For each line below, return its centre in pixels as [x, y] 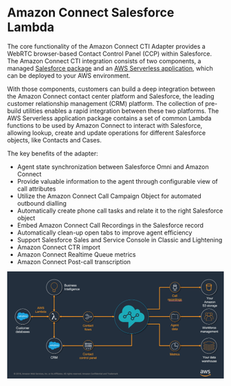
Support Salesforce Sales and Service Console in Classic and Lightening [120, 239]
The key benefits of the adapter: [53, 153]
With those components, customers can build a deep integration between [111, 89]
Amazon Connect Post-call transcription [74, 261]
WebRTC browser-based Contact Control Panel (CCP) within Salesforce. [109, 54]
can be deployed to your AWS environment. [69, 75]
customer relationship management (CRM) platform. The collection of [106, 103]
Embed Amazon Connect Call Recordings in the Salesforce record [110, 225]
